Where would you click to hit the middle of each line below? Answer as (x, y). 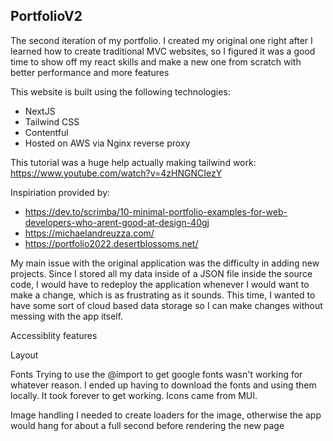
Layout (24, 355)
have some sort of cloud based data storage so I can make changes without (166, 305)
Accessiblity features (54, 335)
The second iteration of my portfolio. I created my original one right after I (161, 40)
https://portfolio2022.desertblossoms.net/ (111, 243)
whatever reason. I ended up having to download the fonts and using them (163, 385)
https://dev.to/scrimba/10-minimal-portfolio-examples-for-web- (156, 211)
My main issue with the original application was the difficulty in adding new (165, 263)
